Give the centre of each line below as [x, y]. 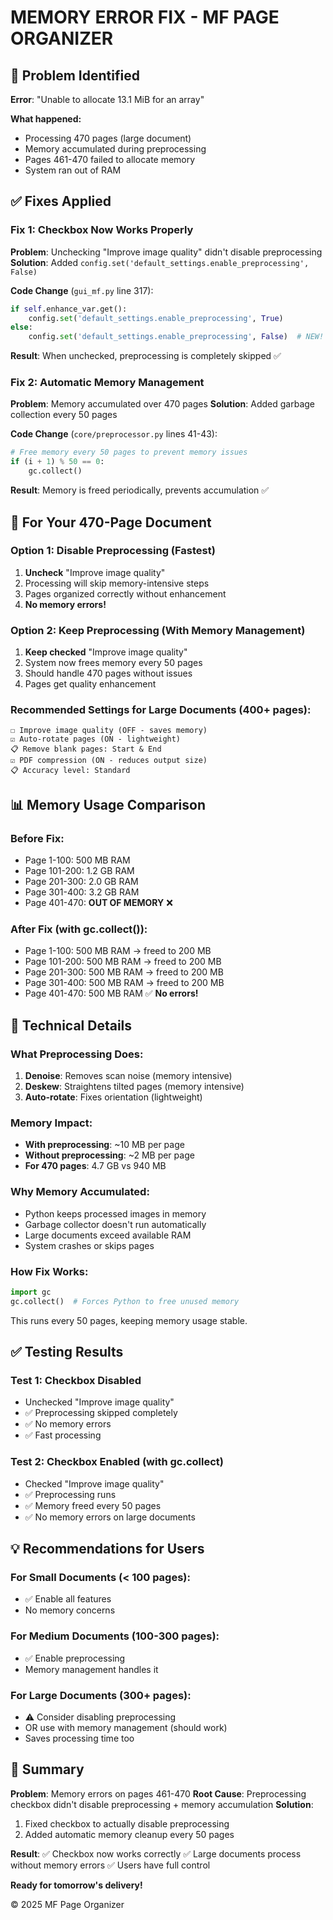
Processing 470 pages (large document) [108, 138]
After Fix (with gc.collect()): [79, 929]
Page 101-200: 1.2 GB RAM [79, 871]
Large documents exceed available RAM [108, 1235]
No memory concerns [70, 1610]
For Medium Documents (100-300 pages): [115, 1636]
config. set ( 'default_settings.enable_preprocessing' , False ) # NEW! [176, 337]
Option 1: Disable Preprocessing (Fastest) [113, 551]
